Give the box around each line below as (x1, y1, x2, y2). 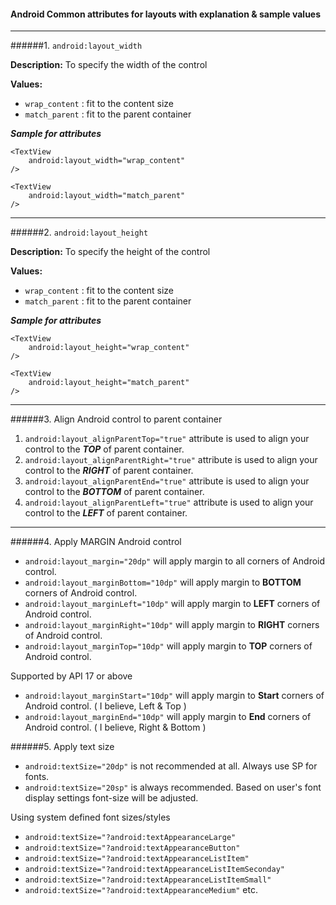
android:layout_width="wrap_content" (28, 156, 186, 166)
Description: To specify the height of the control (10, 246, 211, 258)
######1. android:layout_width (10, 40, 143, 52)
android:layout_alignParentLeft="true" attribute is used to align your (24, 496, 314, 509)
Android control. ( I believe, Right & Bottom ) (24, 721, 207, 734)
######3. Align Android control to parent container (10, 413, 223, 425)
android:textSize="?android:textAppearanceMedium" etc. (24, 884, 258, 896)
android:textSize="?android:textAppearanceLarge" (24, 833, 237, 843)
